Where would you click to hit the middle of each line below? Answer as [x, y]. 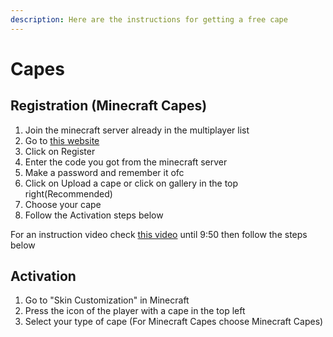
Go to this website [62, 140]
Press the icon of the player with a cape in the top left [135, 311]
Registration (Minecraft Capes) [109, 106]
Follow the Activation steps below [94, 215]
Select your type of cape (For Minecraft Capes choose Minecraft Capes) [174, 322]
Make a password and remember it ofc [104, 172]
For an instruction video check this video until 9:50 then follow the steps [159, 234]
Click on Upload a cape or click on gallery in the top [131, 183]
